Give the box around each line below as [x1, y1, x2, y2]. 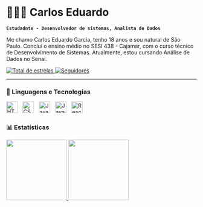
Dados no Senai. [6, 55, 47, 62]
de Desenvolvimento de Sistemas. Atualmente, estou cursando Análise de [6, 48, 190, 56]
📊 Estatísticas [6, 123, 50, 132]
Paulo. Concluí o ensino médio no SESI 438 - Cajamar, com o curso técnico [6, 42, 194, 49]
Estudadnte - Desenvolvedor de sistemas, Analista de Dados [6, 25, 161, 31]
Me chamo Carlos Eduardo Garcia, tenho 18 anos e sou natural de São [6, 36, 181, 43]
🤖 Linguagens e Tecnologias [6, 88, 91, 96]
